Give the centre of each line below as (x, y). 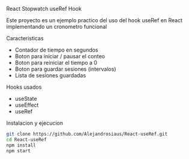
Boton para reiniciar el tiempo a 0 (56, 63)
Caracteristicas (25, 38)
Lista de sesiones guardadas (50, 75)
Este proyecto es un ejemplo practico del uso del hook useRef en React (94, 20)
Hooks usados (24, 87)
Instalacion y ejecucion (35, 123)
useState (26, 99)
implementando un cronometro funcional (57, 27)
